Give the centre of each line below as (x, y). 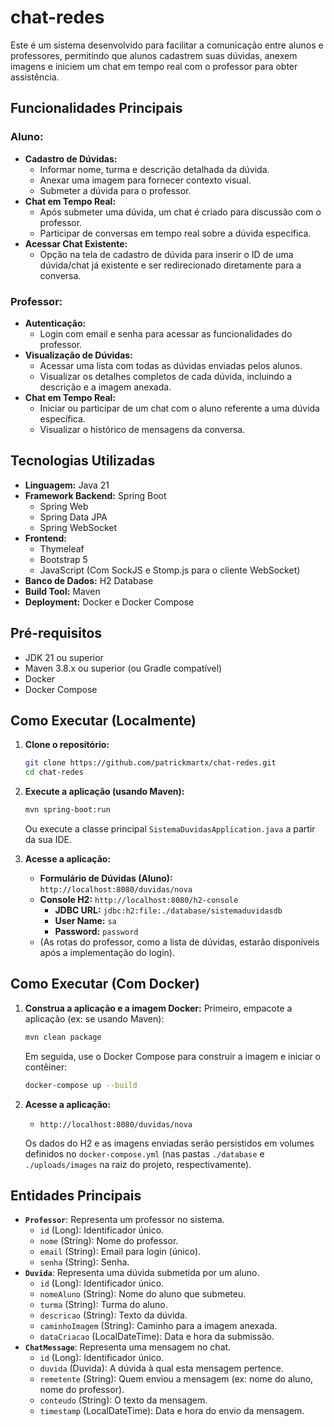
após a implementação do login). (107, 952)
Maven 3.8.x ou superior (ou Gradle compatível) (123, 668)
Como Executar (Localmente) (103, 720)
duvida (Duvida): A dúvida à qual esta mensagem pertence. (161, 1368)
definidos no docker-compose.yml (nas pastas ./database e (144, 1153)
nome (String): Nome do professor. (109, 1241)
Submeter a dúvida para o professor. (115, 190)
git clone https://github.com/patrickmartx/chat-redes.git (150, 763)
